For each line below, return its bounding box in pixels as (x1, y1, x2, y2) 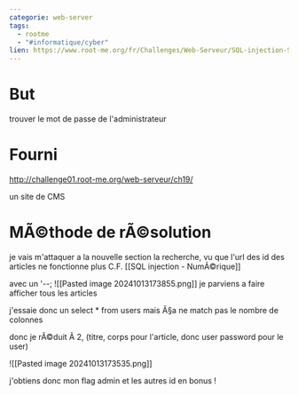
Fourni (9, 145, 58, 165)
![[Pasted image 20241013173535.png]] (9, 358, 153, 368)
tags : (9, 21, 29, 30)
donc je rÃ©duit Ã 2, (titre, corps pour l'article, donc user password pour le (9, 331, 284, 342)
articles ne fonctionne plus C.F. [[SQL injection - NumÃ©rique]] (9, 261, 241, 272)
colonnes (9, 314, 43, 325)
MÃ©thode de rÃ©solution (9, 223, 212, 242)
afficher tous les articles (9, 288, 98, 298)
